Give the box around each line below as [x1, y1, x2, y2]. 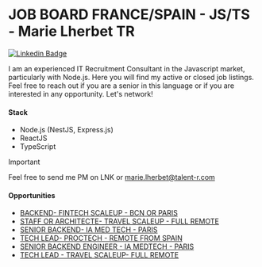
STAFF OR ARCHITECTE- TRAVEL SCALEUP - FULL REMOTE [19, 216, 220, 227]
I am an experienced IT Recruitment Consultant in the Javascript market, [8, 63, 245, 73]
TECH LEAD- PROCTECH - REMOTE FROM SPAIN [19, 234, 183, 243]
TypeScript [19, 142, 56, 151]
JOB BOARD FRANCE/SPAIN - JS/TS [8, 6, 250, 24]
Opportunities [8, 190, 56, 200]
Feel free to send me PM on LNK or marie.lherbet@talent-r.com [8, 173, 216, 182]
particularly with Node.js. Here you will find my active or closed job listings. [8, 72, 254, 82]
